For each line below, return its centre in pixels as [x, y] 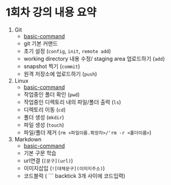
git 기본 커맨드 [41, 43]
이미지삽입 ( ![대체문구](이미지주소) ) [64, 168]
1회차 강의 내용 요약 [51, 12]
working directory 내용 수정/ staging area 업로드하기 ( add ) [94, 58]
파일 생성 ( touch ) [44, 125]
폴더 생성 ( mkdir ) [44, 117]
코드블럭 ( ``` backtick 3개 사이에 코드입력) [75, 176]
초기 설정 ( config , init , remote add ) [67, 51]
